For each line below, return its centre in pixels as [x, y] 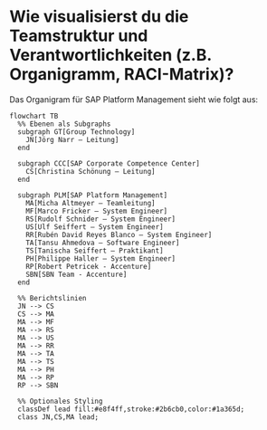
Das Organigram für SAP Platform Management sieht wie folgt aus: [134, 99]
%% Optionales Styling [60, 401]
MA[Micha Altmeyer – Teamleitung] [91, 203]
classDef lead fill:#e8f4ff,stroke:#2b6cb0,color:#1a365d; [131, 409]
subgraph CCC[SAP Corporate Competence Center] [109, 163]
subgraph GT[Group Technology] [76, 132]
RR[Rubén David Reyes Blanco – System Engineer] [119, 234]
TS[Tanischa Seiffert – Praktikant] [95, 251]
